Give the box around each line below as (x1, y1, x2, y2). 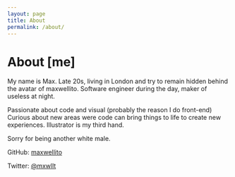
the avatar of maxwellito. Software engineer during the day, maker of (7, 85, 207, 93)
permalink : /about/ (7, 23, 65, 30)
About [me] (7, 54, 76, 70)
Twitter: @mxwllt (7, 161, 56, 170)
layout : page (7, 10, 46, 18)
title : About (7, 17, 46, 24)
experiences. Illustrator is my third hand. (7, 121, 125, 129)
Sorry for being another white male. (7, 135, 111, 143)
